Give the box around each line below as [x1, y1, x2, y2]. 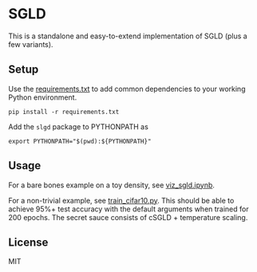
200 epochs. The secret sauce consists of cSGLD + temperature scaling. [8, 212, 248, 222]
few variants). [8, 39, 53, 49]
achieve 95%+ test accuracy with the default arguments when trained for [8, 204, 249, 214]
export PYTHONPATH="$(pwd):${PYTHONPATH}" [8, 137, 152, 145]
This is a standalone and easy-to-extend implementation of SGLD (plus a [8, 31, 247, 41]
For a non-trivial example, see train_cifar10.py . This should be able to [8, 195, 235, 205]
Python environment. [8, 93, 77, 102]
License [8, 235, 49, 249]
